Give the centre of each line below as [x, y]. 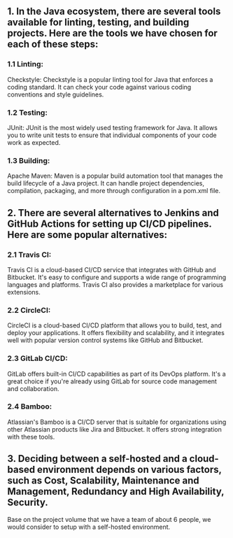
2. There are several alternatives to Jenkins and [113, 213]
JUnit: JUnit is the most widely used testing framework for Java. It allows [113, 127]
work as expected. [34, 142]
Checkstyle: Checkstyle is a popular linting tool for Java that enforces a [110, 79]
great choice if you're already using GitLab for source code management [112, 381]
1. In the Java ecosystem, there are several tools [114, 12]
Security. [28, 503]
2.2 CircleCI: [29, 310]
